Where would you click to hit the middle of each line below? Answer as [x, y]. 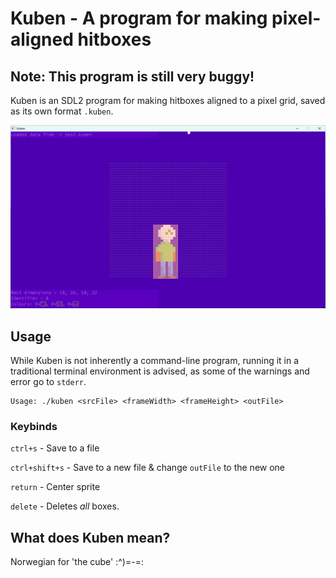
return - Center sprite [55, 487]
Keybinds [34, 427]
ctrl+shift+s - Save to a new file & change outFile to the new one [148, 468]
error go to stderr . [48, 382]
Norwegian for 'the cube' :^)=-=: [77, 562]
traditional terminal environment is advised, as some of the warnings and [160, 371]
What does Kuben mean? [90, 537]
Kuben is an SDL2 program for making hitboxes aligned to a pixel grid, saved [168, 100]
